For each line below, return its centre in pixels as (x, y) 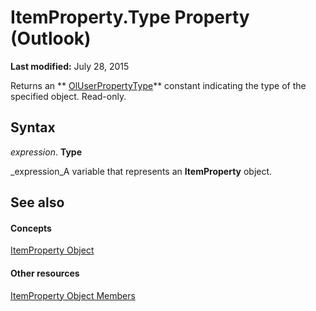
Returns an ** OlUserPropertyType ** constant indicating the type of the (158, 85)
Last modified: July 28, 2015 (70, 66)
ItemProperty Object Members (73, 295)
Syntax (33, 127)
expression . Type (46, 152)
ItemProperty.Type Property (130, 17)
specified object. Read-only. (68, 96)
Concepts (31, 228)
